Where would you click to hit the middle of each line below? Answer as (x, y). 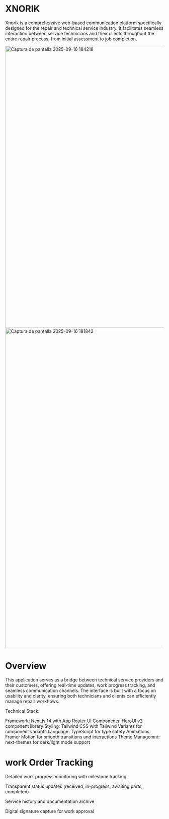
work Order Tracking (49, 763)
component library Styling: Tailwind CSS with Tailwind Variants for (74, 726)
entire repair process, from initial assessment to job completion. (71, 39)
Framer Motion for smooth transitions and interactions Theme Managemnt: (82, 737)
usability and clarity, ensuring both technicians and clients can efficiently (81, 696)
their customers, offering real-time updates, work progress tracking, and (80, 685)
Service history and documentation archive (50, 801)
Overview (26, 666)
